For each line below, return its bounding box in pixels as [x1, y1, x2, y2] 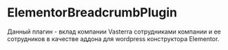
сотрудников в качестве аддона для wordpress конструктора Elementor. [7, 34, 220, 42]
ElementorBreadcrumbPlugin [7, 5, 178, 21]
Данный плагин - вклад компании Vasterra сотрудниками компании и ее [7, 27, 222, 36]
